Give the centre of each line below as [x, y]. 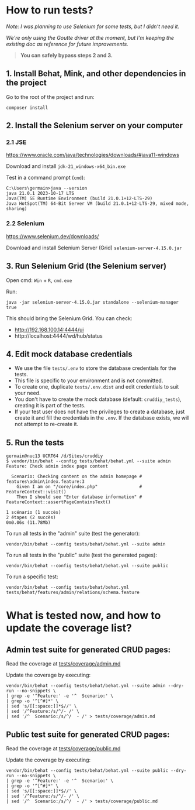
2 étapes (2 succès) [31, 518]
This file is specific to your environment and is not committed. [89, 380]
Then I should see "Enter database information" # [79, 497]
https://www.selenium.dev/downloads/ [53, 236]
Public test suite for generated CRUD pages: [88, 734]
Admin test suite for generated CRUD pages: [88, 649]
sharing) [17, 209]
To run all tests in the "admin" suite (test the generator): [73, 534]
